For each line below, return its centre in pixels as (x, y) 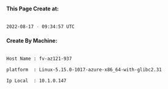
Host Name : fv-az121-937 (39, 59)
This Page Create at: (33, 9)
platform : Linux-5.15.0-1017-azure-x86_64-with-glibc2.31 (84, 70)
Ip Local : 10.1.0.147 (37, 81)
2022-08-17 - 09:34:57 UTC (40, 27)
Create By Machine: (32, 40)
